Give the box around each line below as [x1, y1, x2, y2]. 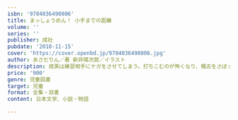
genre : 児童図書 [7, 76, 51, 83]
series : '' [7, 30, 40, 37]
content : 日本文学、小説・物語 [7, 96, 89, 103]
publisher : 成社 [7, 37, 53, 44]
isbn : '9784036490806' [7, 10, 74, 18]
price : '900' [7, 69, 46, 76]
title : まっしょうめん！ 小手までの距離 [7, 17, 112, 24]
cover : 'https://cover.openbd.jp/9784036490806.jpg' [7, 50, 166, 57]
